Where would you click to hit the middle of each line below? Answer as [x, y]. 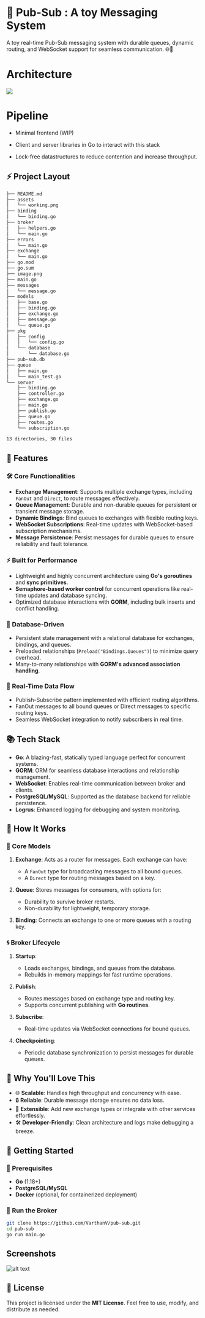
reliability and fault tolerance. [52, 544]
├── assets [20, 200]
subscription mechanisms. [48, 531]
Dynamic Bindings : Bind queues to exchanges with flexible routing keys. [107, 518]
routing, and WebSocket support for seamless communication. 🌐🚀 [90, 49]
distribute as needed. [33, 1309]
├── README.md [24, 194]
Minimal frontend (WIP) [44, 133]
